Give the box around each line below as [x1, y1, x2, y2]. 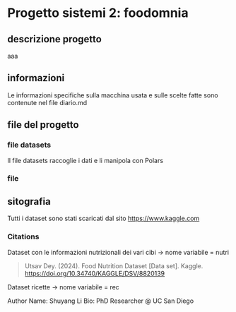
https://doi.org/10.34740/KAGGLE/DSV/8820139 [24, 269, 165, 277]
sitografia [7, 196, 51, 208]
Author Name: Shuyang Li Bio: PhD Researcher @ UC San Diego [7, 296, 194, 305]
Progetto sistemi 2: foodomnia [7, 5, 189, 21]
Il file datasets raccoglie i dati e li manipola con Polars [7, 156, 164, 164]
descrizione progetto [7, 33, 102, 45]
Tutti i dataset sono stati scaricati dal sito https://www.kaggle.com [7, 214, 200, 223]
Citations [7, 232, 40, 241]
